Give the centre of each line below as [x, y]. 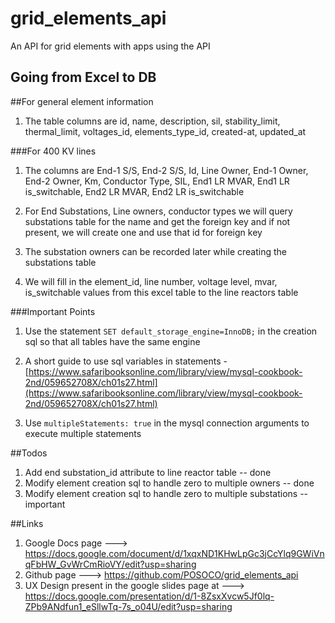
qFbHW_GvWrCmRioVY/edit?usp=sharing [110, 564]
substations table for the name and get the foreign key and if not [157, 221]
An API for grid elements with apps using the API [110, 46]
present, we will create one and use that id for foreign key [143, 232]
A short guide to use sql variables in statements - [126, 361]
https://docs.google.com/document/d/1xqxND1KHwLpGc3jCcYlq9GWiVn [174, 553]
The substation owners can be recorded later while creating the [155, 251]
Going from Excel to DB [83, 77]
